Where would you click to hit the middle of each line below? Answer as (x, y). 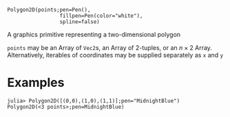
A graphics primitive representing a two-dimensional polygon (94, 35)
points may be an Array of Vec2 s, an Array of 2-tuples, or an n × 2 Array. (109, 48)
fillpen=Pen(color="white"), (101, 16)
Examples (36, 83)
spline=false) (80, 22)
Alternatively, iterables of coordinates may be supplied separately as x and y (115, 55)
